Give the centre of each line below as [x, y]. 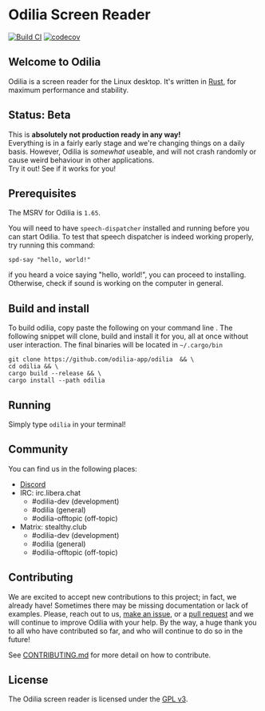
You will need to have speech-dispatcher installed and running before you [129, 228]
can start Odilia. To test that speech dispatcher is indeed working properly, [131, 237]
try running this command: [52, 245]
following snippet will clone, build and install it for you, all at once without [129, 336]
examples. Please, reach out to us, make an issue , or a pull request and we [131, 613]
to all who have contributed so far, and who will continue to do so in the [126, 631]
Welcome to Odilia [55, 62]
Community [38, 450]
